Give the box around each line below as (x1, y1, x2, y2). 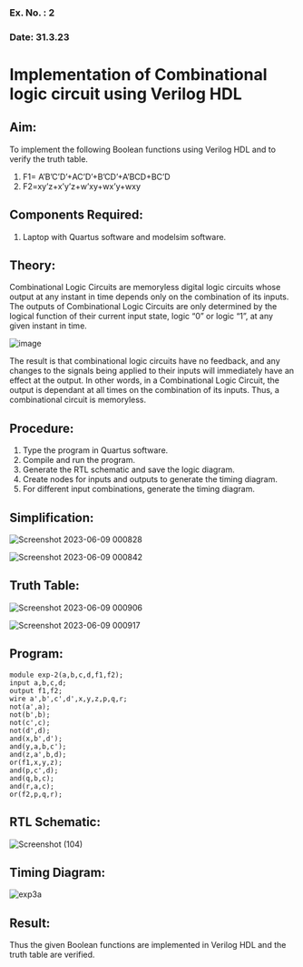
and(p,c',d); (9, 766, 59, 775)
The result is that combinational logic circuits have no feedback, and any (9, 356, 281, 367)
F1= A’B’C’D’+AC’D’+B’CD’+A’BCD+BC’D (22, 171, 171, 182)
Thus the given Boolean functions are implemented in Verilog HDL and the (9, 940, 287, 951)
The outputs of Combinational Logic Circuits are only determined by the (9, 301, 278, 312)
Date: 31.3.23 (9, 30, 70, 43)
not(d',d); (9, 726, 51, 735)
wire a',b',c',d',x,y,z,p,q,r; (9, 694, 128, 703)
